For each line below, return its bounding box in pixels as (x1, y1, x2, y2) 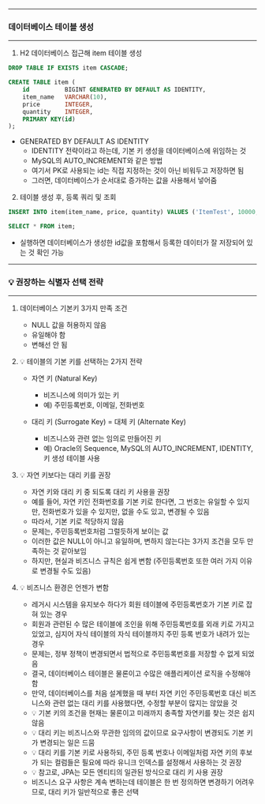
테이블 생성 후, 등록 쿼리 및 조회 (19, 193, 117, 202)
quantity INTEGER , (22, 107, 93, 115)
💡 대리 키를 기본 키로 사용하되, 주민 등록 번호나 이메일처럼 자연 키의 (31, 748, 238, 757)
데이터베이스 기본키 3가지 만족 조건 (19, 303, 128, 313)
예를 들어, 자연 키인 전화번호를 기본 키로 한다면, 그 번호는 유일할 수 (31, 497, 235, 506)
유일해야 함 (31, 330, 65, 340)
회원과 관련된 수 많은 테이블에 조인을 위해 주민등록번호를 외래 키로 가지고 (31, 619, 255, 629)
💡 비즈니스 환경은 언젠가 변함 (19, 583, 109, 592)
